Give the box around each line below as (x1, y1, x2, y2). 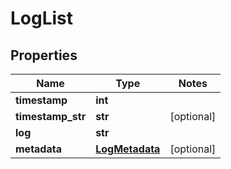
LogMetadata (95, 142, 161, 156)
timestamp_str (15, 110, 87, 123)
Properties (10, 47, 78, 64)
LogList (10, 7, 74, 30)
